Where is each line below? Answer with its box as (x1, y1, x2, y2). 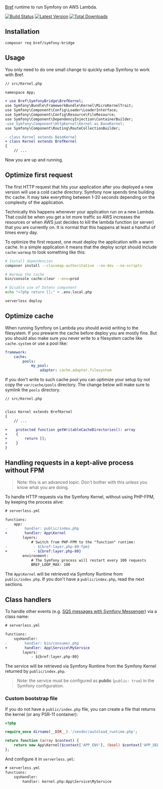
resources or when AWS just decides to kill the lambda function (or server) (5, 219, 154, 225)
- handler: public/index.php (5, 526, 79, 531)
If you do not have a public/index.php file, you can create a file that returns (5, 706, 156, 712)
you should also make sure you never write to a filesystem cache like (5, 335, 143, 341)
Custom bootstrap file (5, 695, 58, 702)
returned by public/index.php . (5, 668, 66, 674)
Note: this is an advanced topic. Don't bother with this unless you (16, 479, 147, 485)
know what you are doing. (16, 484, 69, 490)
